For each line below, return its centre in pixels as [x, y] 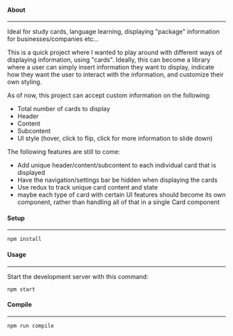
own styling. [25, 82]
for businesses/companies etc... [53, 39]
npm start [21, 289]
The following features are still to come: [64, 152]
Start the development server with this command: [78, 276]
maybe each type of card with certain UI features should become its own [121, 195]
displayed [31, 173]
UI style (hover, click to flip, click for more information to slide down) [115, 138]
